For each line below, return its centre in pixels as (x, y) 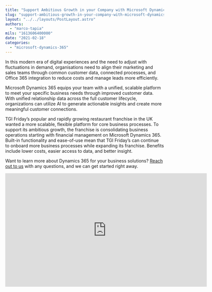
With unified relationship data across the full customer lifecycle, (71, 98)
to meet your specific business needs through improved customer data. (79, 93)
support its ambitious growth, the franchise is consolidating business (77, 130)
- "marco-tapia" (27, 29)
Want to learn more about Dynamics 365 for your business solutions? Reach (84, 161)
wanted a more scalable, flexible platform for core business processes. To (82, 124)
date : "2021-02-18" (26, 38)
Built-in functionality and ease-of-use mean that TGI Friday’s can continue (82, 140)
